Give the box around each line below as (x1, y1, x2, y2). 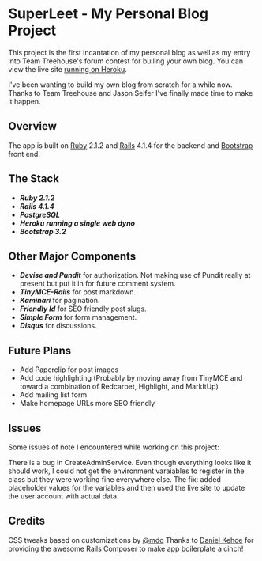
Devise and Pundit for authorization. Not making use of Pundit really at (19, 271, 251, 280)
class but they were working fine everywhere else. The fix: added (8, 475, 221, 483)
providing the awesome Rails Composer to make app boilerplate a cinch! (8, 544, 244, 553)
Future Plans (8, 343, 72, 357)
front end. (8, 149, 41, 158)
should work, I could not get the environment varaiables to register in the (8, 466, 245, 476)
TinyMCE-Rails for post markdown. (19, 287, 137, 297)
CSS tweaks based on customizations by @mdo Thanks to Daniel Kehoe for (8, 535, 254, 544)
